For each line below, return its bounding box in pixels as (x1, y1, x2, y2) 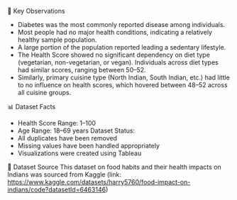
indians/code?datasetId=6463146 (7, 185, 106, 194)
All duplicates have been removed (17, 134, 117, 142)
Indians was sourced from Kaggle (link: (7, 170, 122, 179)
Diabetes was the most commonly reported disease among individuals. (17, 21, 226, 28)
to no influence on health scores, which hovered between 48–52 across (17, 81, 228, 89)
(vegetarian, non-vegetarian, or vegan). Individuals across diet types (17, 58, 219, 67)
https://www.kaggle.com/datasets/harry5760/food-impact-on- (7, 178, 191, 186)
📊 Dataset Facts (7, 103, 56, 111)
